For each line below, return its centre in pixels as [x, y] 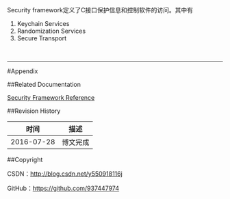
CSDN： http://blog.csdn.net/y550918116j [65, 174]
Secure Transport [42, 38]
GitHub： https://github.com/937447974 [63, 188]
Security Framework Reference [51, 97]
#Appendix [23, 71]
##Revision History [34, 111]
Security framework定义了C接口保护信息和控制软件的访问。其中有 [100, 10]
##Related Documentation [44, 84]
